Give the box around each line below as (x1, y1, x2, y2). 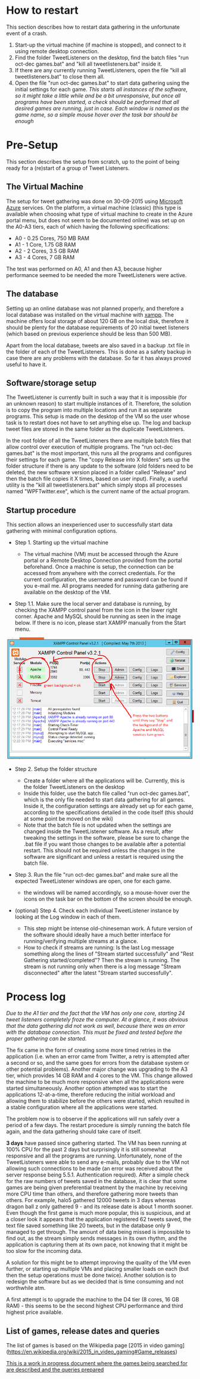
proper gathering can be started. (6, 1035, 87, 1042)
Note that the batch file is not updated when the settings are (23, 821, 171, 828)
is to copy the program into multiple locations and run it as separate (6, 407, 172, 414)
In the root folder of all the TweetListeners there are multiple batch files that (6, 437, 192, 444)
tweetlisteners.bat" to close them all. (14, 73, 105, 80)
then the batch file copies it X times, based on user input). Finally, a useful (6, 475, 188, 483)
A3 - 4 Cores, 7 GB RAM (14, 253, 75, 260)
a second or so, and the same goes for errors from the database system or (6, 1059, 189, 1067)
